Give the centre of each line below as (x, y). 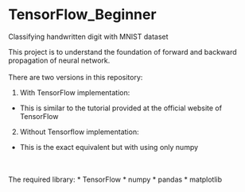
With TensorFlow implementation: (75, 92)
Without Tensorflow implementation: (79, 132)
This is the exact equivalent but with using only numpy (109, 147)
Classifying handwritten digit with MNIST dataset (88, 36)
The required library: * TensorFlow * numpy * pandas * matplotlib (115, 179)
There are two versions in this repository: (76, 77)
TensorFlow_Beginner (82, 15)
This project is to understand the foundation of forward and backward (122, 52)
